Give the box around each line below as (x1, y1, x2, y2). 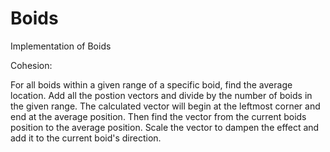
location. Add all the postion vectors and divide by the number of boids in (10, 89, 313, 101)
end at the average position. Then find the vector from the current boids (10, 110, 307, 122)
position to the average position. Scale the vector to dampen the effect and (10, 121, 320, 133)
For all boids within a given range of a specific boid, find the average (10, 78, 293, 91)
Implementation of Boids (10, 40, 112, 52)
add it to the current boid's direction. (10, 132, 162, 144)
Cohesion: (10, 59, 53, 71)
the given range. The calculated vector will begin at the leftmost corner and (10, 100, 321, 112)
